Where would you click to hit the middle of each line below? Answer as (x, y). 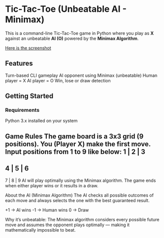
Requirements (22, 110)
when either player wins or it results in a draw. (52, 185)
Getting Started (29, 96)
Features (19, 63)
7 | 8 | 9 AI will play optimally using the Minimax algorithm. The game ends (81, 180)
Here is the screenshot (28, 48)
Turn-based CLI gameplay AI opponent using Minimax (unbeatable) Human (81, 75)
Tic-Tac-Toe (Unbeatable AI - (66, 9)
